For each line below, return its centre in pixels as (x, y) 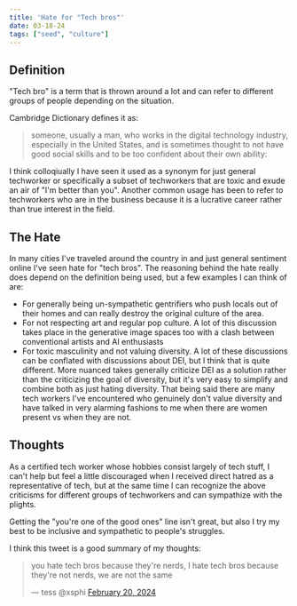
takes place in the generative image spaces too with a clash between (148, 332)
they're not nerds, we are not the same (102, 575)
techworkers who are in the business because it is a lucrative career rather (145, 200)
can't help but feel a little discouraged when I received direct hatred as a (141, 475)
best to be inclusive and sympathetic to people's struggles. (117, 530)
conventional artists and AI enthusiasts (93, 342)
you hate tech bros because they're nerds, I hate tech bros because (155, 565)
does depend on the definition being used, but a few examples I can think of (148, 277)
